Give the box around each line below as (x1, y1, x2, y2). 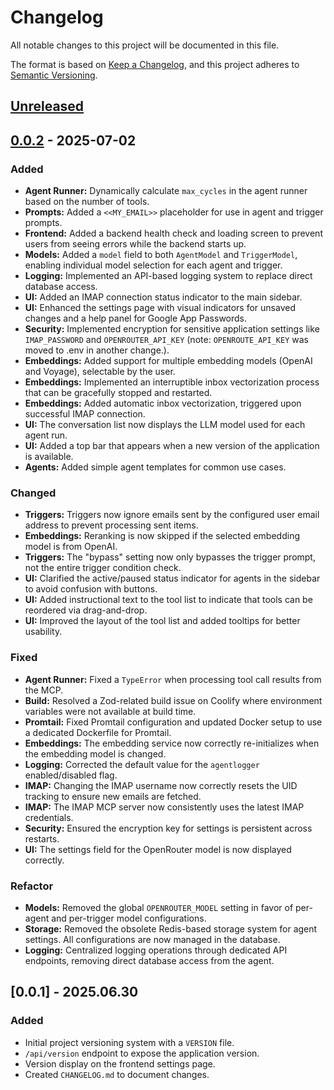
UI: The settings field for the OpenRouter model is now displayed (24, 843, 292, 855)
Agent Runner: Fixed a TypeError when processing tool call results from (24, 673, 322, 685)
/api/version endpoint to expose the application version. (24, 1047, 260, 1059)
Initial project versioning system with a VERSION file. (24, 1036, 235, 1048)
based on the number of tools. (24, 196, 150, 208)
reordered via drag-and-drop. (24, 604, 148, 616)
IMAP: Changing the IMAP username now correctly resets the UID (24, 779, 298, 791)
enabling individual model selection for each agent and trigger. (24, 259, 283, 271)
